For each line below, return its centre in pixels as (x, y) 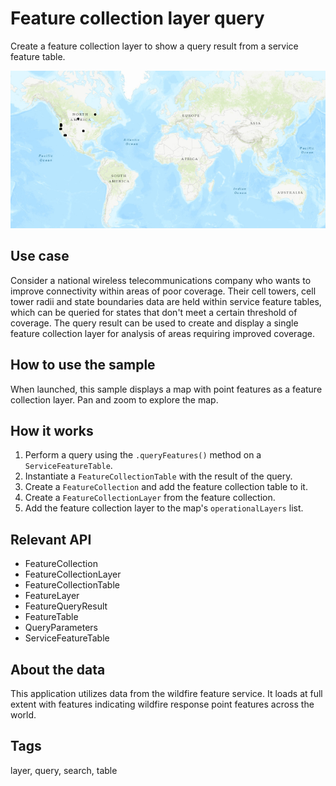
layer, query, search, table (64, 770)
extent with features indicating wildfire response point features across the (162, 704)
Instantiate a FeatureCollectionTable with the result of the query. (158, 476)
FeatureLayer (52, 596)
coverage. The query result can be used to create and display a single (154, 323)
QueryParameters (61, 628)
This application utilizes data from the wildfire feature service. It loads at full (166, 693)
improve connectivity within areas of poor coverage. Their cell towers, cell (163, 291)
